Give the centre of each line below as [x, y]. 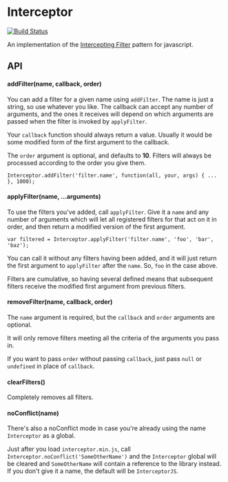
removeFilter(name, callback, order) [60, 302]
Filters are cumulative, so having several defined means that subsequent [110, 279]
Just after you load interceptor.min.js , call [69, 449]
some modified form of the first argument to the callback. [89, 142]
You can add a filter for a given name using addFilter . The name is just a [110, 99]
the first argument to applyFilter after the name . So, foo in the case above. [113, 265]
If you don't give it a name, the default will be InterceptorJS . [93, 471]
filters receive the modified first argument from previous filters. [96, 286]
